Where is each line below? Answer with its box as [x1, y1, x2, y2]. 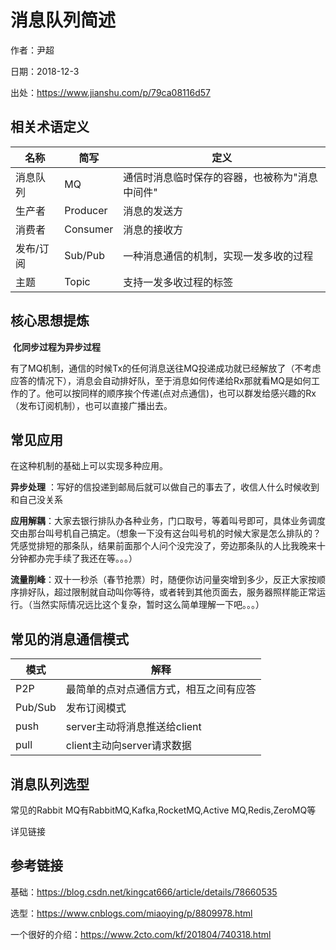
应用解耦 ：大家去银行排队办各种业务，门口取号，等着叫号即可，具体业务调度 [10, 515, 326, 527]
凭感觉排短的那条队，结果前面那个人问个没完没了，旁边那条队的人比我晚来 [10, 540, 317, 552]
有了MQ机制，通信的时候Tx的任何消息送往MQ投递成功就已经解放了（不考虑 [10, 362, 322, 374]
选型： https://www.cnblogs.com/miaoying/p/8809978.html [10, 907, 253, 919]
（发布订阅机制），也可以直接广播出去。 [10, 399, 173, 411]
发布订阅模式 [65, 701, 127, 715]
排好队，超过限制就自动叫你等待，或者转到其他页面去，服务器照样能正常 [18, 586, 317, 598]
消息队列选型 [10, 776, 90, 793]
